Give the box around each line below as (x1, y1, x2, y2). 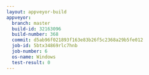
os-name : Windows (12, 54, 56, 60)
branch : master (12, 20, 51, 26)
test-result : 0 (12, 59, 51, 65)
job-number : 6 (12, 48, 48, 54)
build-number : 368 (12, 31, 59, 37)
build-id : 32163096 (12, 25, 62, 32)
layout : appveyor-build (6, 8, 67, 15)
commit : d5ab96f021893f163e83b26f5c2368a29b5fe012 (12, 37, 144, 43)
